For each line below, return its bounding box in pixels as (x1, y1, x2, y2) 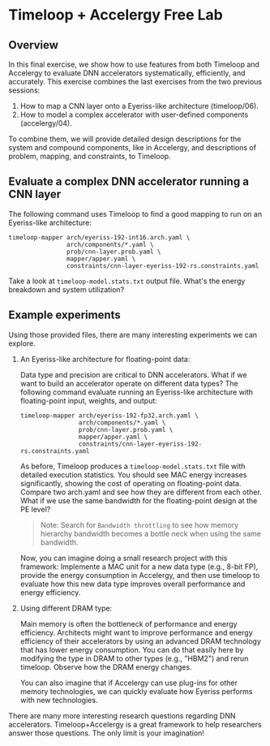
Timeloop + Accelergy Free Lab (8, 6, 223, 24)
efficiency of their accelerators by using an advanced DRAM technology (19, 636, 262, 646)
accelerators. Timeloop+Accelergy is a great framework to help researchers (8, 719, 262, 729)
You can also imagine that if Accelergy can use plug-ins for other (19, 678, 238, 688)
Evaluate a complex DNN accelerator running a (8, 175, 250, 188)
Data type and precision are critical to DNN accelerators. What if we (19, 369, 247, 379)
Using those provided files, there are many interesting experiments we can (8, 330, 258, 339)
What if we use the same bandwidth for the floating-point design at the (19, 495, 258, 505)
